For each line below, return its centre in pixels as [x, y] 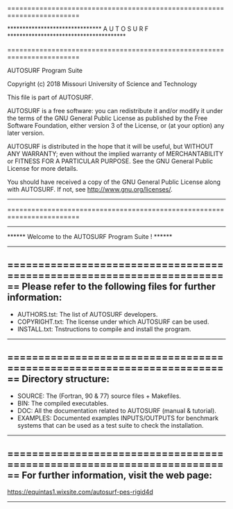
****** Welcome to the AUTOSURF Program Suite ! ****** [90, 236]
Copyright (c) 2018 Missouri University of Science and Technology [102, 84]
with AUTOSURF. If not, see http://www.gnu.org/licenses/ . [90, 189]
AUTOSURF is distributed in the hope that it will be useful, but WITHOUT [110, 146]
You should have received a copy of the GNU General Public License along [114, 182]
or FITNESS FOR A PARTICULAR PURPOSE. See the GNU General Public [110, 161]
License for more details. [43, 168]
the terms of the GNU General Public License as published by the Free [107, 118]
